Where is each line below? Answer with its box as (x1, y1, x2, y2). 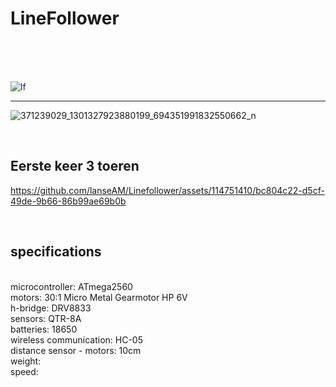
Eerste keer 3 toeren (10, 158, 140, 175)
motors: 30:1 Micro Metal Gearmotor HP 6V (10, 291, 188, 303)
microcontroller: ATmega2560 (10, 280, 133, 292)
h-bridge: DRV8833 (10, 302, 92, 314)
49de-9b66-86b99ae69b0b (10, 195, 127, 207)
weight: (10, 355, 42, 367)
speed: (10, 365, 39, 377)
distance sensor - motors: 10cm (10, 344, 142, 356)
